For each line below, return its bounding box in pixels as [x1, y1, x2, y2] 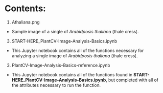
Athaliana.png [11, 19, 40, 25]
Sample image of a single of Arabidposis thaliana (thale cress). [11, 28, 139, 34]
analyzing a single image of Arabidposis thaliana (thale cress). [11, 52, 138, 59]
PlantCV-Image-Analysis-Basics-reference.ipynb [11, 62, 111, 68]
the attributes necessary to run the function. [11, 82, 101, 88]
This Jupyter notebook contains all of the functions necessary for [11, 47, 144, 53]
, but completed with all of [105, 77, 159, 83]
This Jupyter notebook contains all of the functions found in [11, 71, 133, 77]
